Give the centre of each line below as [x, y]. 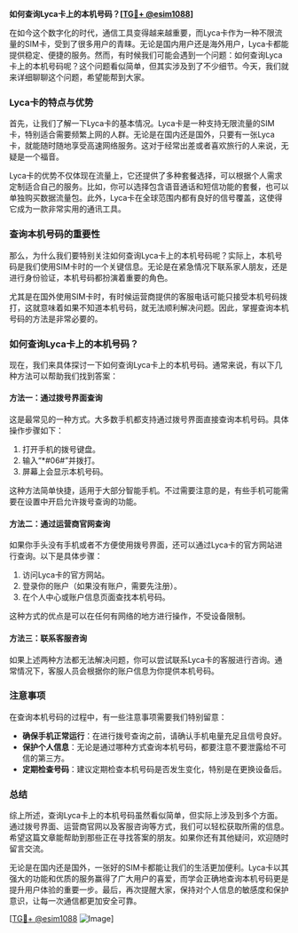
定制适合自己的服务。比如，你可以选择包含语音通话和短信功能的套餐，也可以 [149, 187]
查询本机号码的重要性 [55, 235]
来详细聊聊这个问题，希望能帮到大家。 [79, 77]
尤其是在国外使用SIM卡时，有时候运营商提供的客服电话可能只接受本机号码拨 [149, 296]
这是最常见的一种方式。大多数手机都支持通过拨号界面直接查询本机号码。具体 [149, 419]
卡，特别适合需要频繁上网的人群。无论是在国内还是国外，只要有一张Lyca [142, 135]
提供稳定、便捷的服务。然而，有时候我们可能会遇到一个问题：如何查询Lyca [146, 55]
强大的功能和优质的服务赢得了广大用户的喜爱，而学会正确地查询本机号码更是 [149, 879]
